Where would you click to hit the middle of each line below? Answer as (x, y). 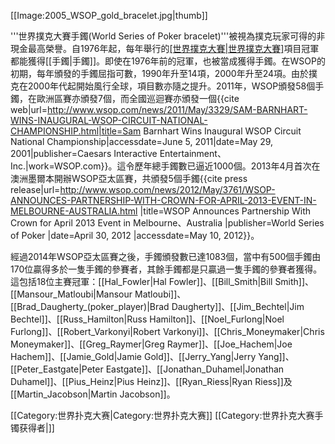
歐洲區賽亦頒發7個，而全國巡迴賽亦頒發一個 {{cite (138, 98)
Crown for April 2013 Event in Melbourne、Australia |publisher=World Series (167, 223)
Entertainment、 (193, 153)
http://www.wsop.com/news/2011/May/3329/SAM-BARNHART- (177, 109)
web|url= (29, 109)
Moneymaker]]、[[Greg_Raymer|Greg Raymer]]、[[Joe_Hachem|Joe (151, 344)
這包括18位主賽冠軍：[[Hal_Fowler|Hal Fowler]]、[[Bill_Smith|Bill (141, 281)
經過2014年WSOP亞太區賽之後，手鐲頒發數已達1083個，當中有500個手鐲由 (166, 256)
